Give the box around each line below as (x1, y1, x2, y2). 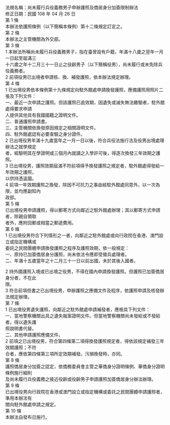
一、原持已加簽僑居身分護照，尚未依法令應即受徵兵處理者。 (5, 251, 130, 257)
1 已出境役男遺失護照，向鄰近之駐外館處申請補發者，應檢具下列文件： (5, 306, 150, 313)
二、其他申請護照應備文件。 (5, 332, 63, 338)
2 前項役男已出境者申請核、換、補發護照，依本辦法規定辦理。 (5, 74, 134, 80)
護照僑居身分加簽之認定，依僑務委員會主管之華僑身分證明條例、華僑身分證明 (5, 364, 165, 369)
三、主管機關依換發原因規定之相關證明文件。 (5, 125, 99, 131)
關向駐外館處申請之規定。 (5, 402, 59, 407)
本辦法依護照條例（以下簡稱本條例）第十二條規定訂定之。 (5, 23, 125, 29)
